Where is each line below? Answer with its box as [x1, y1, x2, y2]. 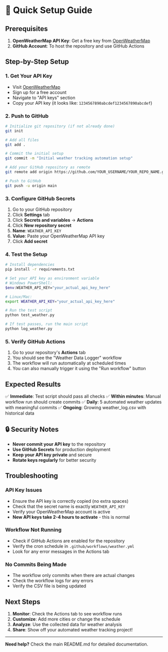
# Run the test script [5, 308, 52, 313]
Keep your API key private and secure [12, 452, 92, 458]
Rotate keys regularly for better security [12, 457, 96, 463]
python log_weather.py [5, 327, 52, 332]
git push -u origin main [5, 183, 57, 188]
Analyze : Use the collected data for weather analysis [12, 621, 122, 627]
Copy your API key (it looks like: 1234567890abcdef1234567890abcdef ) [12, 100, 152, 106]
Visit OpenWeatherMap [12, 84, 60, 90]
